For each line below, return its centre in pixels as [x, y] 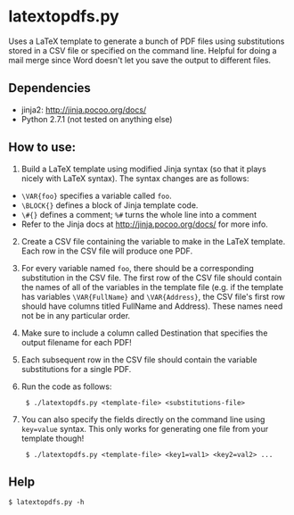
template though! [53, 438]
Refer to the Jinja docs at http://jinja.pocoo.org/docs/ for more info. [144, 224]
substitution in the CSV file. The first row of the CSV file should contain [151, 278]
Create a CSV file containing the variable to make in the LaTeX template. [153, 241]
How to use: [42, 148]
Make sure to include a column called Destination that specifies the [144, 333]
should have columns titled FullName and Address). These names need [152, 306]
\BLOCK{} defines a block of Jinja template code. [110, 205]
